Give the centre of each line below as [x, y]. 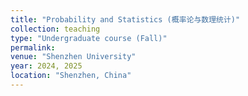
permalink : [33, 47]
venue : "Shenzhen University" [73, 57]
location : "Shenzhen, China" [71, 76]
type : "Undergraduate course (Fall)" [89, 38]
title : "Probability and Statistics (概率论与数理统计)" [125, 19]
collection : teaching [55, 29]
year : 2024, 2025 [46, 66]
